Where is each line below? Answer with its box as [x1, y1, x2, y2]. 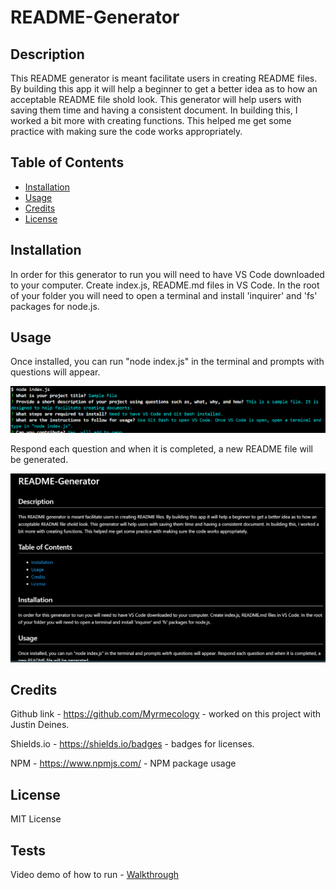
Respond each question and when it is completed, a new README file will [10, 442, 314, 455]
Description [10, 46, 85, 63]
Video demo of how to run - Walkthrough [10, 868, 180, 880]
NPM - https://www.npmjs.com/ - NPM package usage [10, 757, 237, 770]
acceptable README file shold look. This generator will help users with [10, 94, 302, 105]
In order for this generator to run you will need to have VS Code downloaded [10, 268, 325, 280]
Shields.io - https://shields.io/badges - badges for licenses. [10, 738, 255, 750]
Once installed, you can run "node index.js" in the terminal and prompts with [10, 356, 325, 368]
